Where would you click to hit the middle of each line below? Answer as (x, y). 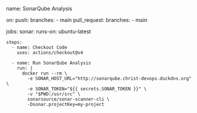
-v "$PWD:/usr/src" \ (54, 94)
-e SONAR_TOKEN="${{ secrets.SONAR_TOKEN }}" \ (87, 89)
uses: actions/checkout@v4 (50, 53)
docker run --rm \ (44, 73)
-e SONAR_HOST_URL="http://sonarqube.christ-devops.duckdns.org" (110, 79)
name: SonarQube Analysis (39, 9)
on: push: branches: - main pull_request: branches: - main (77, 20)
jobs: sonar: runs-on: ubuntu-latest (49, 31)
